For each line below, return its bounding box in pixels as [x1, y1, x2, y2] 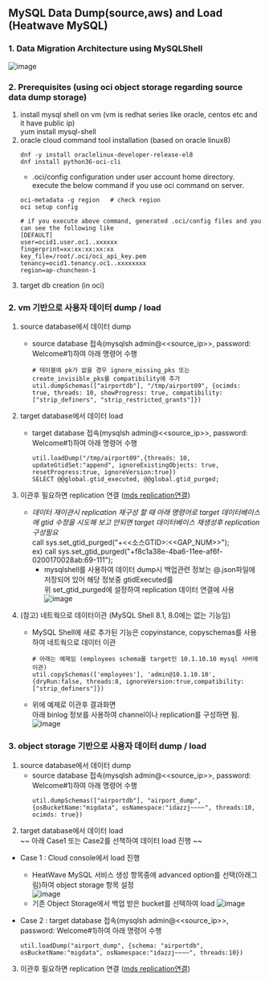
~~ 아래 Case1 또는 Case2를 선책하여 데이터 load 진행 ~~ [19, 836, 202, 845]
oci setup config [19, 202, 79, 211]
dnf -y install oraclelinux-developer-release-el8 [19, 150, 194, 159]
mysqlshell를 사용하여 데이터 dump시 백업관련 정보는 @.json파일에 [43, 565, 255, 574]
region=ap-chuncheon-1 [19, 266, 96, 274]
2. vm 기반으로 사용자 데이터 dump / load [8, 301, 162, 313]
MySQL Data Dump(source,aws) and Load [8, 6, 223, 20]
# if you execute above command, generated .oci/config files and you [19, 217, 262, 225]
